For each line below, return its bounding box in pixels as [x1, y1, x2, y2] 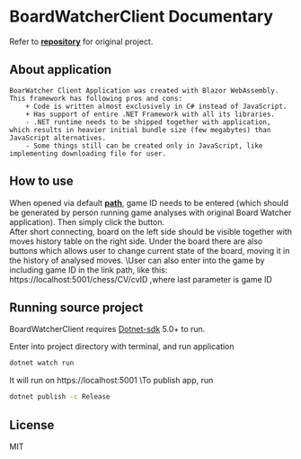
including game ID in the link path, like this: [9, 264, 168, 275]
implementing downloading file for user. [9, 148, 167, 158]
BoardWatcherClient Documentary [9, 6, 274, 27]
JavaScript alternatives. [9, 133, 106, 142]
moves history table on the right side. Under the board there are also [9, 236, 263, 247]
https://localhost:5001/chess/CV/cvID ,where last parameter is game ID [9, 274, 272, 284]
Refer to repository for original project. [9, 36, 154, 47]
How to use [9, 174, 74, 189]
